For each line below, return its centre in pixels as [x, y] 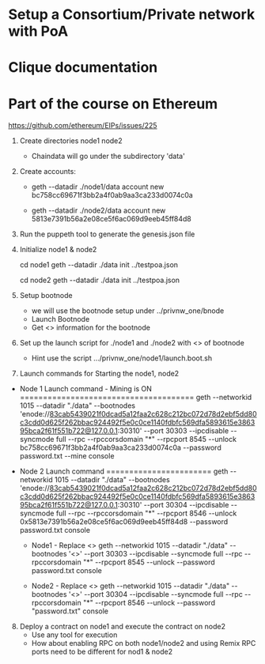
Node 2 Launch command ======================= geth [124, 471]
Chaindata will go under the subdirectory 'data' [108, 157]
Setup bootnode [46, 296]
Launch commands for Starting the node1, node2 [99, 374]
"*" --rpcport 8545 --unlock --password [149, 562]
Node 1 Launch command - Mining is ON [85, 389]
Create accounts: [48, 172]
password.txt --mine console [67, 456]
